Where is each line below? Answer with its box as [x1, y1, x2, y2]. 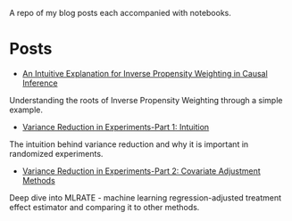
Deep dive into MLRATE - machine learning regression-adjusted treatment [9, 192, 282, 203]
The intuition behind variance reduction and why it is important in [9, 138, 249, 150]
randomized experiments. [9, 148, 104, 159]
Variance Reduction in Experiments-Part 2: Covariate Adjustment [21, 165, 261, 176]
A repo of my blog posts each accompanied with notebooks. [9, 8, 232, 18]
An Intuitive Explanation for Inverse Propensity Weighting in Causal [21, 68, 268, 78]
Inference [21, 78, 58, 88]
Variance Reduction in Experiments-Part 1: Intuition [21, 121, 210, 132]
